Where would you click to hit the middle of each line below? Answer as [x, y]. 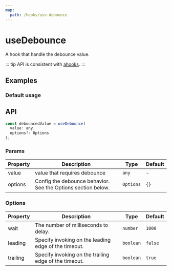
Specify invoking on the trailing [72, 255]
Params [15, 151]
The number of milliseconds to [72, 225]
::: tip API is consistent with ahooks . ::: [45, 64]
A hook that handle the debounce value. [47, 54]
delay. [42, 231]
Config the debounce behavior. [72, 181]
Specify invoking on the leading [73, 240]
